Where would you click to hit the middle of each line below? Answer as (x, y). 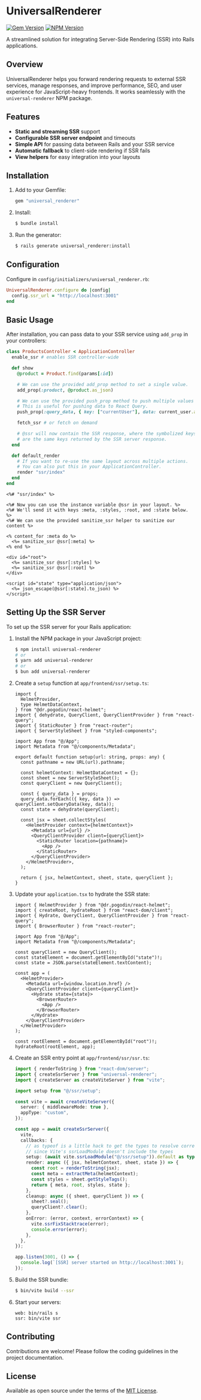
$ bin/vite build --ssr (45, 1290)
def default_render (36, 456)
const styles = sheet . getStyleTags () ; (79, 1179)
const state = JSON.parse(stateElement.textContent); (83, 963)
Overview (25, 64)
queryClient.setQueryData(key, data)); (65, 805)
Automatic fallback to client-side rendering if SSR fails (83, 150)
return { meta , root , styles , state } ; (80, 1185)
